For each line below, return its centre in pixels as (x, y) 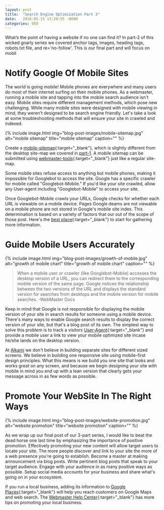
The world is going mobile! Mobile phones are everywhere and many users (81, 87)
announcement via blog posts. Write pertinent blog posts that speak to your (82, 462)
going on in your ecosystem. (34, 477)
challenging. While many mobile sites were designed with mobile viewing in (81, 108)
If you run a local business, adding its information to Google (66, 487)
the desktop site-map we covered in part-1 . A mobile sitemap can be (74, 153)
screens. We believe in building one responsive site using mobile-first (75, 355)
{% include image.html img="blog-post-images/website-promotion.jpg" (78, 421)
